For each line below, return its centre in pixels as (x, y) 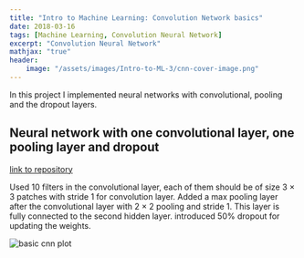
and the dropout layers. (53, 104)
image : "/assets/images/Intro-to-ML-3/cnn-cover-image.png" (142, 69)
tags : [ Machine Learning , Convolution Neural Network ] (116, 35)
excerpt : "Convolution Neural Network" (85, 43)
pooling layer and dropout (84, 147)
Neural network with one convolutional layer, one (152, 133)
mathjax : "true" (40, 52)
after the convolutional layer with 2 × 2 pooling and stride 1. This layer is (145, 206)
